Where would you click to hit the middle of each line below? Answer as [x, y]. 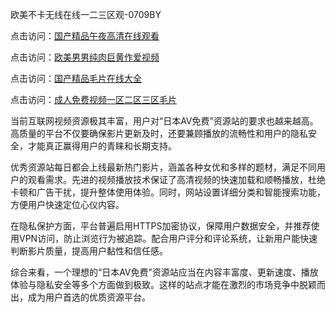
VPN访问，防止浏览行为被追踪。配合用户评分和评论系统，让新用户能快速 [168, 238]
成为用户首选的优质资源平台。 [89, 297]
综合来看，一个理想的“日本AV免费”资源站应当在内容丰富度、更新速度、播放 [164, 272]
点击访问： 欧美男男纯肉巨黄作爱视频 [85, 57]
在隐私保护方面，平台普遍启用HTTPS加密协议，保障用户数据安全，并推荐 [161, 226]
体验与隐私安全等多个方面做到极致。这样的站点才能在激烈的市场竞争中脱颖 [163, 284]
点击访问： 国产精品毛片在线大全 [76, 78]
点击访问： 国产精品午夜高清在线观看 [85, 36]
